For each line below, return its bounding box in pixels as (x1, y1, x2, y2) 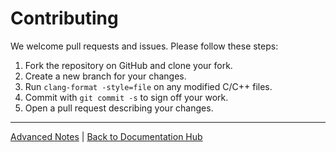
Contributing (10, 7, 119, 30)
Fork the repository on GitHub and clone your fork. (24, 59, 233, 71)
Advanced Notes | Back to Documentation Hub (10, 130, 203, 142)
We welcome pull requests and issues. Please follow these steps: (10, 40, 279, 52)
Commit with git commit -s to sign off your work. (24, 91, 229, 103)
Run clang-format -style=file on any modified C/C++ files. (24, 80, 273, 92)
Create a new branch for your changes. (24, 70, 187, 82)
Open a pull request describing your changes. (24, 102, 214, 114)
